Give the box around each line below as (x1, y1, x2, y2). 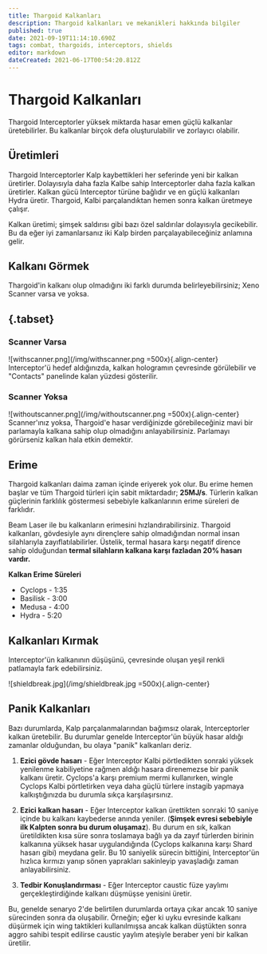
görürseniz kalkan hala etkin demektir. (8, 435, 133, 444)
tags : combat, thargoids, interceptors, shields (8, 42, 173, 50)
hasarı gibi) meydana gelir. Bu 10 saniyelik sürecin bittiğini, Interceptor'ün (19, 848, 260, 857)
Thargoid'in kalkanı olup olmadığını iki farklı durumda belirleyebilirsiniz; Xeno (8, 280, 260, 290)
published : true (8, 26, 62, 34)
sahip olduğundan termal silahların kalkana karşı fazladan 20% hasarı (8, 546, 242, 555)
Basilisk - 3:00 (19, 594, 68, 603)
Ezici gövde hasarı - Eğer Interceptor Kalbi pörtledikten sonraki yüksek (19, 756, 253, 765)
